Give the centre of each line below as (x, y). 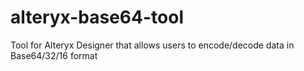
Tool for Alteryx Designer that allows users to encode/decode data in (152, 45)
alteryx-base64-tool (97, 17)
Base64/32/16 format (54, 55)
